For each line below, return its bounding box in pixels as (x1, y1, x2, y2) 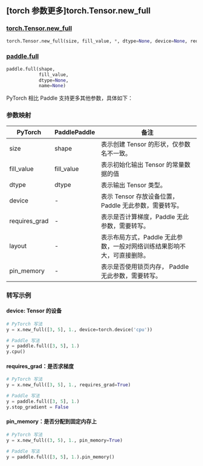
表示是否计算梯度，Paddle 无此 (100, 212, 189, 221)
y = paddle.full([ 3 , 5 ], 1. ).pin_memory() (6, 454, 115, 460)
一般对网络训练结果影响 (112, 242, 180, 250)
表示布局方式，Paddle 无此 (100, 233, 177, 241)
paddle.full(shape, (6, 66, 56, 72)
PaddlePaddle (54, 128, 95, 136)
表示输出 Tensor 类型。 (100, 181, 167, 189)
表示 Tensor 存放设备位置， (100, 192, 179, 201)
